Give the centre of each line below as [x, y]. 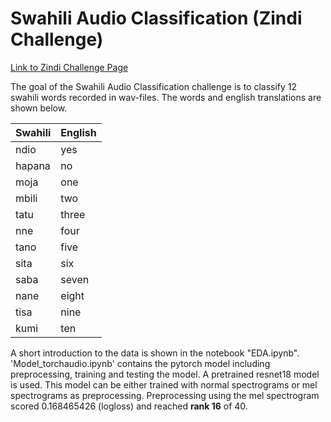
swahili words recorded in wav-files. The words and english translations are [166, 97]
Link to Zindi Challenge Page [69, 67]
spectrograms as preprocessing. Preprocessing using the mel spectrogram [165, 395]
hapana [33, 165]
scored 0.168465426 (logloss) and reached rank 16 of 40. [129, 406]
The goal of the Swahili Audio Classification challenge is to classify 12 [154, 86]
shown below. [39, 108]
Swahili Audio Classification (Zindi [156, 18]
